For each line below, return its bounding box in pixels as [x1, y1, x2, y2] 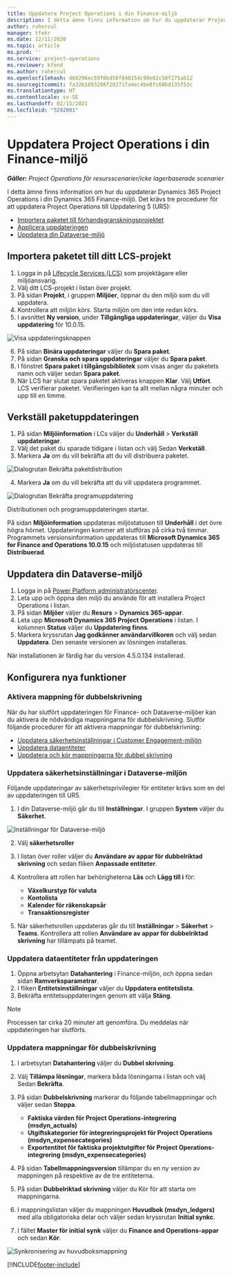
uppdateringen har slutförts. [7, 1026, 87, 1034]
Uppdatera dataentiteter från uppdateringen [7, 954, 159, 964]
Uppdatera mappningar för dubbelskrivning [7, 1043, 157, 1053]
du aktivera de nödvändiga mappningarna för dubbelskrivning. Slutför [7, 715, 206, 723]
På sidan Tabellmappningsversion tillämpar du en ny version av [17, 1164, 200, 1172]
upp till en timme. [17, 391, 67, 399]
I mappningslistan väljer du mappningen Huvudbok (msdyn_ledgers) [17, 1205, 215, 1213]
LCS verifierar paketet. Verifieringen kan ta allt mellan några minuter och [17, 383, 223, 392]
